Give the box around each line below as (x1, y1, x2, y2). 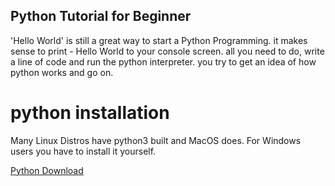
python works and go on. (10, 66, 114, 78)
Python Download (10, 164, 84, 176)
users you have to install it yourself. (10, 145, 157, 157)
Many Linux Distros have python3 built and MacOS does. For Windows (10, 134, 302, 146)
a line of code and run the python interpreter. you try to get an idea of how (10, 55, 317, 68)
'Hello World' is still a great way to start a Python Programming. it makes (10, 34, 308, 46)
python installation (10, 102, 170, 124)
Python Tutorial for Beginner (10, 8, 192, 25)
